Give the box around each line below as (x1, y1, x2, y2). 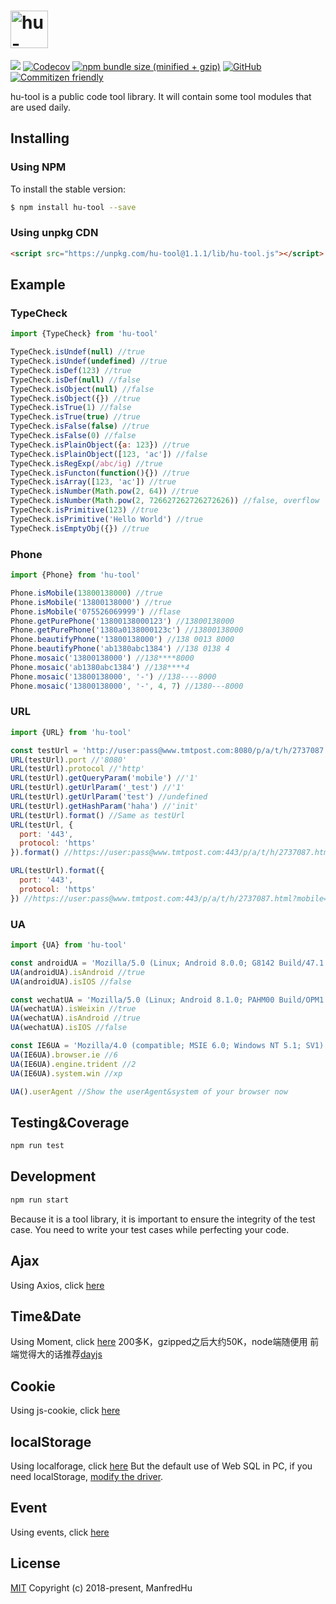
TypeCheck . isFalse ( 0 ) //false (10, 431, 137, 441)
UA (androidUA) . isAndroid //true (10, 967, 145, 977)
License (10, 1555, 61, 1572)
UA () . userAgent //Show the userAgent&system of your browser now (10, 1086, 288, 1097)
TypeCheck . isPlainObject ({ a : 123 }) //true (10, 440, 190, 450)
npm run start (10, 1195, 70, 1205)
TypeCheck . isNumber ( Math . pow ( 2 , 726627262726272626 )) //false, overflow (10, 496, 320, 506)
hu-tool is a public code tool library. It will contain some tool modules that (10, 90, 312, 102)
